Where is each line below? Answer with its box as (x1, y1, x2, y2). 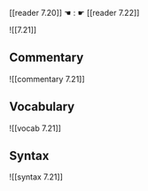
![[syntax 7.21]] (9, 172, 64, 182)
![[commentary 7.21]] (9, 73, 86, 84)
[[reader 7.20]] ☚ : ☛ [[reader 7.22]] (9, 8, 140, 18)
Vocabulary (9, 99, 75, 114)
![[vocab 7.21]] (9, 123, 62, 134)
